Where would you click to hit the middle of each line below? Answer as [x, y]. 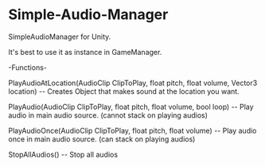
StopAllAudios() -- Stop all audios [63, 154]
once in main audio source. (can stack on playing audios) [102, 139]
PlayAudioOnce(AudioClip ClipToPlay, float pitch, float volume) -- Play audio [132, 130]
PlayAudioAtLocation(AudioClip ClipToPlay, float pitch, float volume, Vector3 [133, 83]
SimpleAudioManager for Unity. [60, 37]
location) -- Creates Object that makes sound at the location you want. [124, 91]
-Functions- [28, 67]
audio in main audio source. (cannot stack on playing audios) [108, 115]
